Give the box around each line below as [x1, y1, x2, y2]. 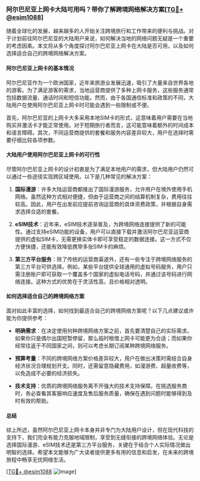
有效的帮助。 [20, 397, 52, 404]
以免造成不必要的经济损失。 [14, 370, 83, 377]
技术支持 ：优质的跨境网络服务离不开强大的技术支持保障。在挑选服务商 [14, 382, 187, 389]
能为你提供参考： [6, 314, 48, 321]
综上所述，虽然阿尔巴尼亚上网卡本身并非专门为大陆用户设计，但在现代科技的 [6, 426, 194, 433]
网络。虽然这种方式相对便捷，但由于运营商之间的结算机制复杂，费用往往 [14, 193, 192, 200]
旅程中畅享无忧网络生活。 [6, 456, 69, 463]
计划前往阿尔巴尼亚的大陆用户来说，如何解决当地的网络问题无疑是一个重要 [11, 35, 194, 42]
